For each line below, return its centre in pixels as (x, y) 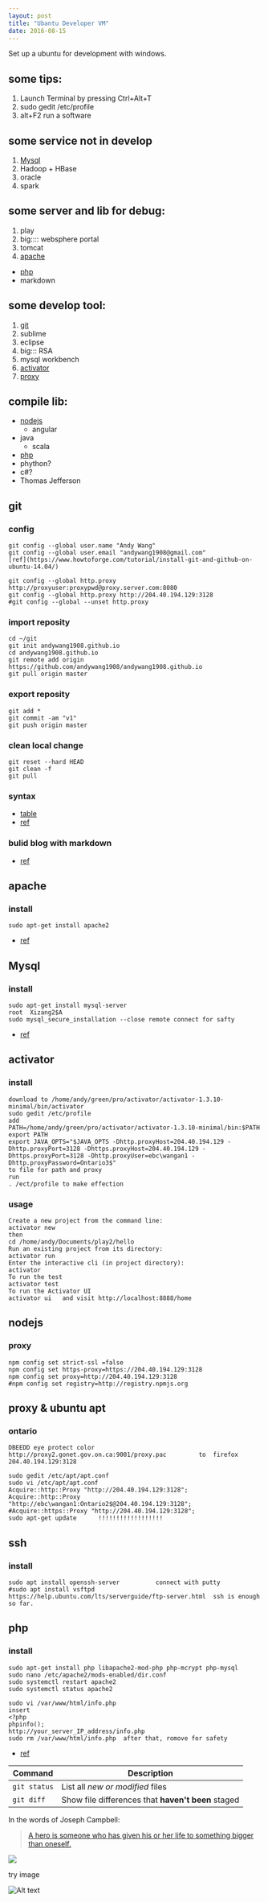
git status (33, 1786)
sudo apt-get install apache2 (59, 926)
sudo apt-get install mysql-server (68, 1005)
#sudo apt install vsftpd (51, 1590)
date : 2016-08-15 (37, 31)
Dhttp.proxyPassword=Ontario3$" (62, 1163)
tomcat (32, 247)
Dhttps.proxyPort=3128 (46, 1156)
